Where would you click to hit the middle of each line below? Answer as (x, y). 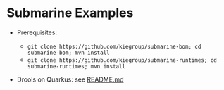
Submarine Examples (70, 13)
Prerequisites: (37, 32)
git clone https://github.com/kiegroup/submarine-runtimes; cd (122, 60)
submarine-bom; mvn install (68, 53)
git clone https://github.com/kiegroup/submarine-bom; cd (114, 46)
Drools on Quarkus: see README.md (70, 79)
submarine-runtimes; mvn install (76, 66)
